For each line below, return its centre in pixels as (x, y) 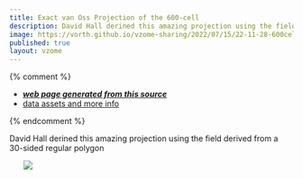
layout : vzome (36, 51)
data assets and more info (71, 103)
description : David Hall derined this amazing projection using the (141, 26)
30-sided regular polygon (57, 148)
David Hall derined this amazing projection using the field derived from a (144, 139)
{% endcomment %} (47, 121)
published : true (40, 43)
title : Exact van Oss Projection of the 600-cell (105, 18)
